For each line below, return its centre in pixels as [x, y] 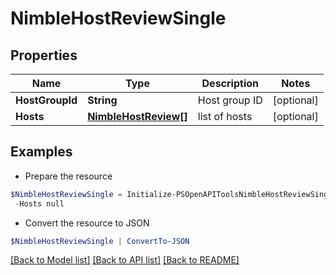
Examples [41, 152]
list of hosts [225, 116]
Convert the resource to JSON [87, 223]
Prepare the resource [68, 176]
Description [230, 83]
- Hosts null [39, 203]
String [102, 100]
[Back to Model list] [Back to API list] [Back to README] [125, 260]
